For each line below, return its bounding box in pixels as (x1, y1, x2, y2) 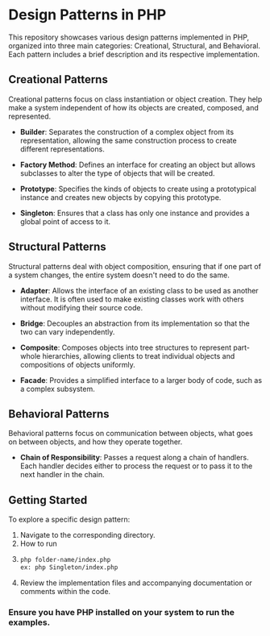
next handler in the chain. (19, 470, 105, 480)
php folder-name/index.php (19, 556, 111, 564)
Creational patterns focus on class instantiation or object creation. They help (8, 94, 263, 104)
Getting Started (8, 493, 88, 507)
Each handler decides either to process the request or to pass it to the (19, 461, 253, 471)
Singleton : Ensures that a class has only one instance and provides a (19, 208, 250, 218)
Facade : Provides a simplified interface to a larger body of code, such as (19, 375, 263, 385)
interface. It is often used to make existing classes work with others (19, 294, 244, 304)
